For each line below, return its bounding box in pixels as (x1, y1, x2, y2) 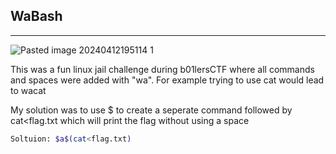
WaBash (10, 8, 63, 25)
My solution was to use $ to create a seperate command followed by (10, 104, 293, 116)
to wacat (10, 84, 47, 96)
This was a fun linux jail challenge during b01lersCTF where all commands (10, 63, 315, 75)
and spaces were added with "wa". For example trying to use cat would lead (10, 74, 325, 86)
